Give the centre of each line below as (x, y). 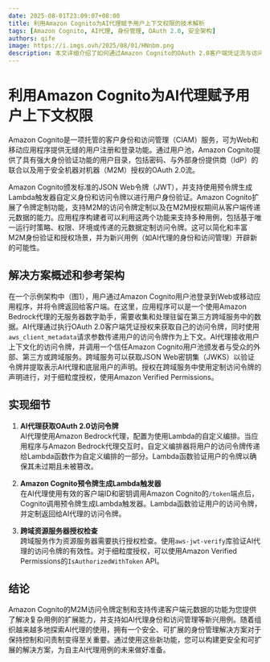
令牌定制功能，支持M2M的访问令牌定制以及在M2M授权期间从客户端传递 (141, 207)
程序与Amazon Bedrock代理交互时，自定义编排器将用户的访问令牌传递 (143, 446)
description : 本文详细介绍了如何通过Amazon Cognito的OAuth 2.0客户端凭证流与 (130, 53)
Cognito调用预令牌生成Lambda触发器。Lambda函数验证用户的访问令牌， (141, 503)
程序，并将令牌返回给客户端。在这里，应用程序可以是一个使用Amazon (131, 306)
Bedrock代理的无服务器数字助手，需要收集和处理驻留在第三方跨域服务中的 (131, 316)
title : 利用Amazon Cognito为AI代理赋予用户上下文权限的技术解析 (106, 23)
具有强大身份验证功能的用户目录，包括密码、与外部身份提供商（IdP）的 (140, 160)
